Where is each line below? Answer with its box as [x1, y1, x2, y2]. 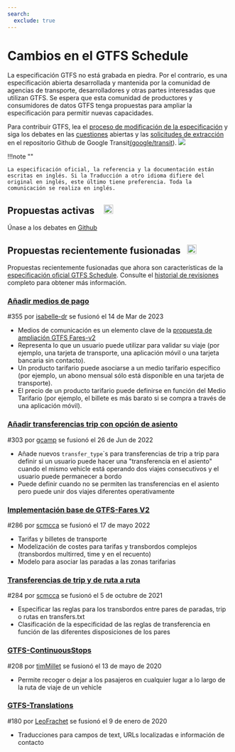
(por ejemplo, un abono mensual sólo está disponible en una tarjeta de [17, 371, 224, 380]
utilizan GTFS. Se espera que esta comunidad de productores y [7, 94, 193, 102]
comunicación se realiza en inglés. [7, 185, 116, 192]
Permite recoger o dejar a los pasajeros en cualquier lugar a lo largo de [17, 675, 226, 684]
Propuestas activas [7, 204, 95, 217]
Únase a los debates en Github [7, 223, 98, 232]
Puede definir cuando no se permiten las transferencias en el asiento [17, 479, 219, 488]
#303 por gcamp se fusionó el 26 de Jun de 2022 [7, 435, 154, 444]
